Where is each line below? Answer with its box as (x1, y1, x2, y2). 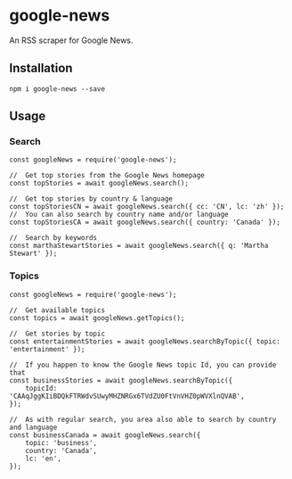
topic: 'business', (25, 438, 98, 447)
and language (9, 423, 58, 432)
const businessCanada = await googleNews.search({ (9, 430, 201, 440)
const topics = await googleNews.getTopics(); (9, 313, 185, 322)
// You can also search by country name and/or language (9, 211, 229, 219)
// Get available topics (9, 305, 105, 315)
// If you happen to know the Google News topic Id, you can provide (9, 360, 277, 369)
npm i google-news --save (9, 84, 105, 94)
